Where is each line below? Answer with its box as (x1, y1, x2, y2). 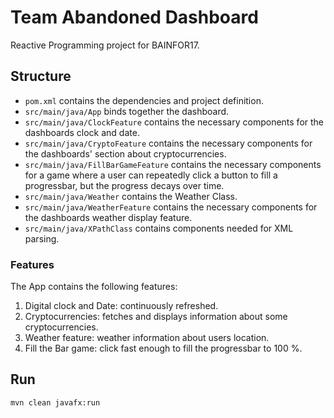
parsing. (24, 232, 60, 245)
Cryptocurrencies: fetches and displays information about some (24, 311, 288, 323)
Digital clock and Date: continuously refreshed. (24, 300, 219, 312)
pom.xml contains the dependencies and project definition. (24, 94, 264, 106)
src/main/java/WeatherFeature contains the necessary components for (24, 201, 318, 213)
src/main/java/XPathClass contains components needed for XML (24, 222, 294, 234)
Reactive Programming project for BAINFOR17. (10, 39, 200, 51)
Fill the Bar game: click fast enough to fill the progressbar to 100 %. (24, 342, 303, 355)
